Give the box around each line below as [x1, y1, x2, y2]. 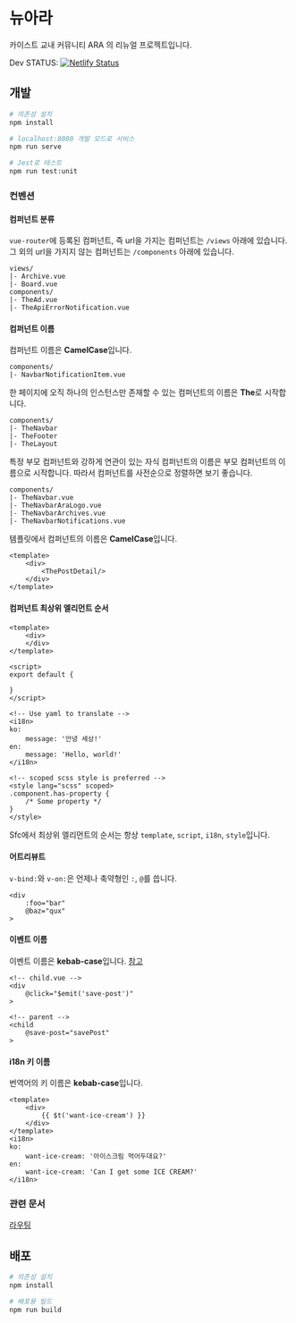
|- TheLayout [9, 440, 58, 449]
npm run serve [9, 142, 63, 152]
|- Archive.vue [9, 272, 66, 282]
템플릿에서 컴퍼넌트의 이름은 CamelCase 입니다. [9, 534, 178, 544]
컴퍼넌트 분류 [9, 214, 55, 224]
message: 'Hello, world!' [25, 750, 123, 759]
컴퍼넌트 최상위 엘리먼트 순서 [9, 603, 109, 613]
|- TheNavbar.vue [9, 493, 74, 502]
